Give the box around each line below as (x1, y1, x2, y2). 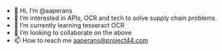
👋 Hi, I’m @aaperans (13, 7, 73, 14)
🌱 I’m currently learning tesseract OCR (13, 21, 124, 29)
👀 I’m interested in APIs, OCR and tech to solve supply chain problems (13, 14, 216, 22)
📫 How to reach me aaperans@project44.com (13, 37, 149, 44)
